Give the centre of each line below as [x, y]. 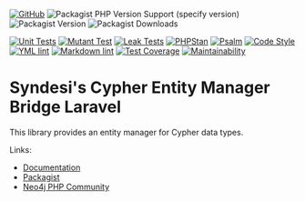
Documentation [51, 167]
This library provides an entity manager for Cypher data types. [127, 132]
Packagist [41, 176]
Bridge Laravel [65, 107]
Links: [20, 149]
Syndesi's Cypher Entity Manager [140, 88]
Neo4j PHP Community [66, 186]
